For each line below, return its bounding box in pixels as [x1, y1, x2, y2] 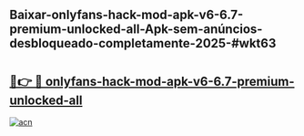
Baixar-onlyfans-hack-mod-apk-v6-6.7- [9, 7, 244, 23]
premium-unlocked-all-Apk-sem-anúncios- [9, 22, 263, 37]
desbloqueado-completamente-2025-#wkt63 [9, 36, 277, 51]
